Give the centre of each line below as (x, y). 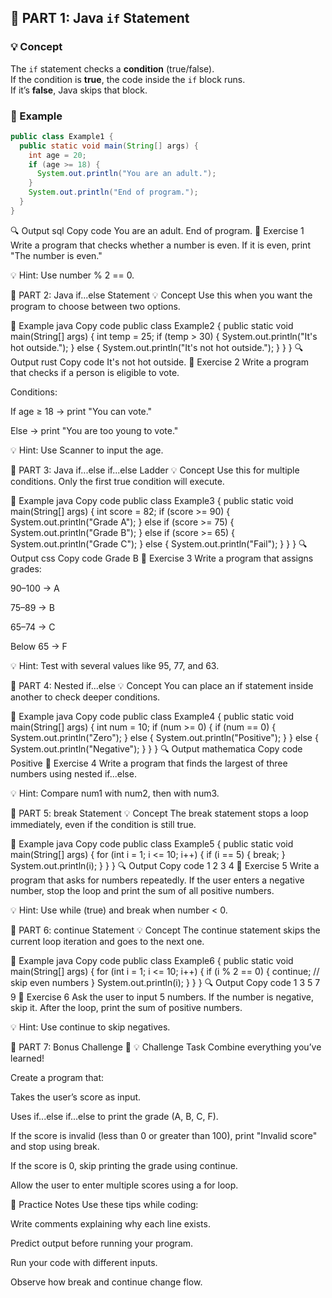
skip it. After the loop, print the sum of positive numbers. (126, 1007)
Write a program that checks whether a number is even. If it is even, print (160, 245)
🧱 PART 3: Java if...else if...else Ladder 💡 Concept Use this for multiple (155, 470)
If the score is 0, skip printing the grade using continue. (124, 1165)
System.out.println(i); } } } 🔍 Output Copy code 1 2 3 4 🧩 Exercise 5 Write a (165, 865)
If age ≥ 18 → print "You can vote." (81, 411)
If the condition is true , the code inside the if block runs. (128, 79)
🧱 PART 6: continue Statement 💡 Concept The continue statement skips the (165, 930)
